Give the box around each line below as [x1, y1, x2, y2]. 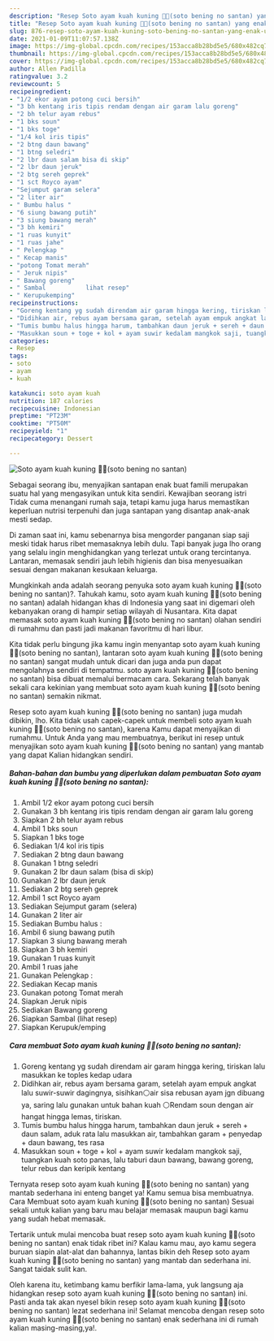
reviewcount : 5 [9, 80, 61, 88]
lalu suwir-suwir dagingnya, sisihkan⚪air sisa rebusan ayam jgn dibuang [20, 1087, 265, 1097]
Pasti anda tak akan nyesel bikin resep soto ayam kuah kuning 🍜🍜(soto [9, 1297, 246, 1307]
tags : [9, 352, 28, 360]
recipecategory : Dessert [9, 435, 94, 443]
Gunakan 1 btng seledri [20, 858, 98, 868]
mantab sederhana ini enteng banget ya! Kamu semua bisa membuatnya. [9, 1187, 254, 1197]
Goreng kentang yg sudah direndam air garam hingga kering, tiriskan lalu [20, 1061, 266, 1071]
